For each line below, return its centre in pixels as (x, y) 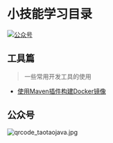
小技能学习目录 (50, 14)
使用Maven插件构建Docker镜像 (61, 91)
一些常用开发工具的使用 (58, 76)
